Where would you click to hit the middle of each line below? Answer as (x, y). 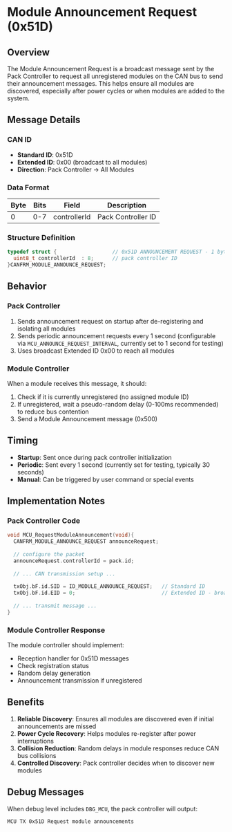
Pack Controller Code (44, 521)
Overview (29, 52)
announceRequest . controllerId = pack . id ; (74, 561)
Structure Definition (41, 237)
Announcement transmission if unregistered (80, 681)
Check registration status (53, 666)
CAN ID (20, 140)
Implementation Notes (56, 501)
